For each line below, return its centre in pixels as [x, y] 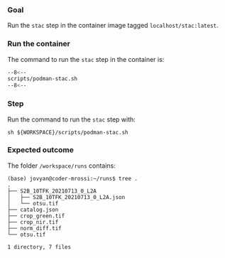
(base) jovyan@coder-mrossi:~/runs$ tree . [73, 178]
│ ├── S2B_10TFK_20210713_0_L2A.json [66, 197]
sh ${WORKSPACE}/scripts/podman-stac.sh [68, 132]
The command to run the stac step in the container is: [86, 59]
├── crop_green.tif [36, 216]
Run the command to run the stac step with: [72, 119]
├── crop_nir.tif [33, 222]
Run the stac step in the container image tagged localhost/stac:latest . [113, 26]
